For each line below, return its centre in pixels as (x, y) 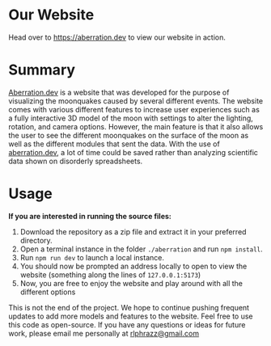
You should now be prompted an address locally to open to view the (133, 266)
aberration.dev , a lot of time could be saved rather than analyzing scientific (133, 152)
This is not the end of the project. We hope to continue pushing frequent (129, 307)
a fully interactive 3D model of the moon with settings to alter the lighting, (131, 118)
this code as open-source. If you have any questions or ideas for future (127, 324)
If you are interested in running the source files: (90, 216)
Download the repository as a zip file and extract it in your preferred (133, 231)
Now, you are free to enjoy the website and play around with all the (131, 283)
